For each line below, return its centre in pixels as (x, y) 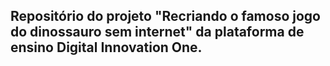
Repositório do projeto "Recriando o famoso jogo (165, 16)
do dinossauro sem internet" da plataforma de (157, 32)
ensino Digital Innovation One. (106, 47)
